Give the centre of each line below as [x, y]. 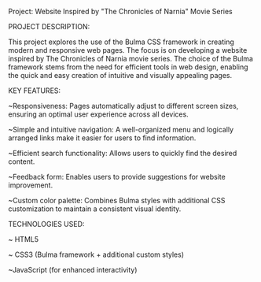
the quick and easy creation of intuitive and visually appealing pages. [120, 75]
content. [22, 161]
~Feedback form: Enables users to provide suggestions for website [117, 177]
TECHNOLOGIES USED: [46, 224]
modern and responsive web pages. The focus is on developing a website [128, 50]
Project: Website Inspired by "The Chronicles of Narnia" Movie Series [121, 11]
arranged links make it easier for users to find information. [102, 138]
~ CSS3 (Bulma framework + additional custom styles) [96, 254]
